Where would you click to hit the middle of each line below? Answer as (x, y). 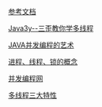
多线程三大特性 (32, 95)
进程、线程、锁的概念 (43, 62)
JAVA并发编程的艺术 (41, 45)
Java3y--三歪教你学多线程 (51, 28)
